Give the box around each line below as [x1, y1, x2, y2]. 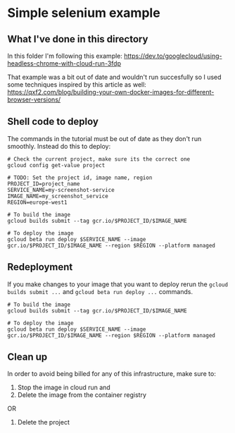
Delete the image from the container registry [17, 391, 146, 399]
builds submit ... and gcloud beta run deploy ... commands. [7, 287, 193, 295]
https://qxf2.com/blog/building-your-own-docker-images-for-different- [7, 88, 215, 96]
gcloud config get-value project [7, 161, 106, 169]
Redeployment [7, 261, 73, 273]
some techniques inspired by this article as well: [7, 80, 146, 89]
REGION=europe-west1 [7, 199, 68, 206]
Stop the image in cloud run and [17, 383, 110, 392]
